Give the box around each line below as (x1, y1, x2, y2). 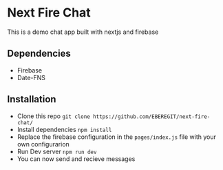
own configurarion (17, 140, 70, 148)
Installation (7, 93, 56, 105)
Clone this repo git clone (17, 112, 91, 120)
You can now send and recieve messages (17, 154, 136, 163)
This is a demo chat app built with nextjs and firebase (7, 28, 159, 36)
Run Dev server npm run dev (17, 147, 97, 155)
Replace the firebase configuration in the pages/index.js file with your (17, 133, 217, 141)
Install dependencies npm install (17, 125, 112, 133)
